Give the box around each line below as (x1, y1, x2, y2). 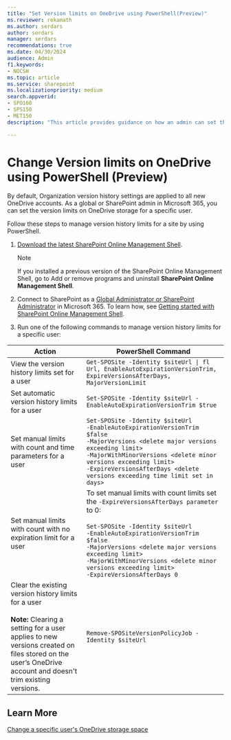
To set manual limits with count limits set (86, 488, 217, 498)
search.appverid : (7, 94, 57, 101)
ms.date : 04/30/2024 (7, 49, 67, 56)
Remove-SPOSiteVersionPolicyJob (86, 629, 192, 637)
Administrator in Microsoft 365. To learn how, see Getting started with (16, 302, 214, 310)
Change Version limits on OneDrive (7, 154, 212, 170)
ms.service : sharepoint (7, 81, 76, 87)
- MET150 (7, 112, 32, 119)
